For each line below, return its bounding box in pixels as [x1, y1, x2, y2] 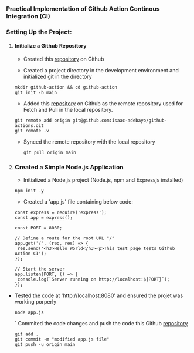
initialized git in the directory [23, 73, 92, 81]
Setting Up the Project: [6, 28, 72, 36]
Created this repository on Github [23, 55, 104, 63]
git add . [14, 331, 39, 337]
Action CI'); [14, 251, 47, 257]
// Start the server [14, 267, 65, 272]
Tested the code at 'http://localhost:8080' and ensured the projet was [14, 292, 183, 299]
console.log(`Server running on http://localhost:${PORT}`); [17, 277, 170, 282]
